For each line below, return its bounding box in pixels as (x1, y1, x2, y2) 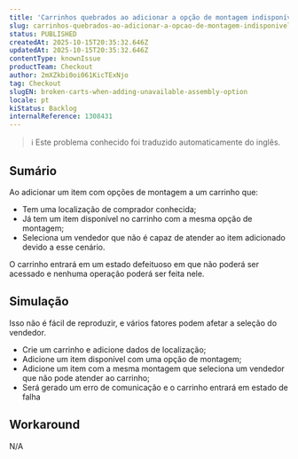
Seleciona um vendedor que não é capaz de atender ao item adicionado (21, 232, 286, 242)
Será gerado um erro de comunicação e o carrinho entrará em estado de (21, 382, 288, 392)
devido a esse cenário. (21, 241, 106, 252)
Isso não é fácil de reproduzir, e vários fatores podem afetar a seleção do (9, 317, 278, 328)
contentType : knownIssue (9, 54, 101, 63)
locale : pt (9, 95, 50, 105)
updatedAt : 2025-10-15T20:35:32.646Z (9, 46, 149, 55)
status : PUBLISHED (9, 29, 77, 38)
